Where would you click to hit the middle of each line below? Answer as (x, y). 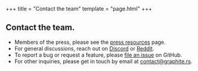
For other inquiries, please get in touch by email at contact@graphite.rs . (103, 61)
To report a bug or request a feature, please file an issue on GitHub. (98, 55)
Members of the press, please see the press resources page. (90, 42)
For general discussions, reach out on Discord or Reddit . (84, 48)
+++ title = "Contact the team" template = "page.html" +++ (79, 9)
